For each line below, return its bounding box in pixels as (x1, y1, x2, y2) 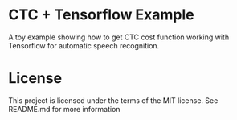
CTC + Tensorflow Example (8, 6, 194, 24)
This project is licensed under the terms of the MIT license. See (8, 95, 219, 106)
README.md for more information (8, 104, 121, 114)
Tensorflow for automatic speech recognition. (8, 40, 160, 50)
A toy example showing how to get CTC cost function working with (8, 32, 230, 42)
